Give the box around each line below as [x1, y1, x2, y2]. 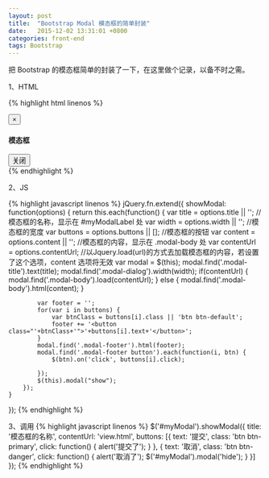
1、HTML [8, 82, 39, 92]
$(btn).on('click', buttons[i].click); [51, 355, 185, 364]
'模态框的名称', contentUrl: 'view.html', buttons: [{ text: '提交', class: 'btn [8, 432, 246, 442]
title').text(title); [8, 267, 60, 276]
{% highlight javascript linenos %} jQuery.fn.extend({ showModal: [8, 199, 227, 209]
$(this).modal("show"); [37, 376, 117, 385]
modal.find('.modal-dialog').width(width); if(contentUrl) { [60, 267, 249, 276]
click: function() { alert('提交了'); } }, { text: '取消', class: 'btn [39, 442, 238, 451]
